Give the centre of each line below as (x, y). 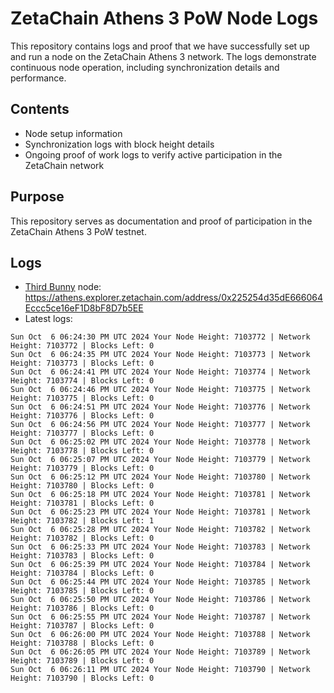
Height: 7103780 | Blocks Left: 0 (82, 486)
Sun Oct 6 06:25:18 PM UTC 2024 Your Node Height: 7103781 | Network (160, 495)
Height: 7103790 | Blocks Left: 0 (82, 678)
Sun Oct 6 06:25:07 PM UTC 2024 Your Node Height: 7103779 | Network (160, 460)
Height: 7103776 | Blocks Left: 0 (82, 416)
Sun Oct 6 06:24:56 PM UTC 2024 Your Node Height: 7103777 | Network (160, 425)
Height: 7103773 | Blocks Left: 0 (82, 363)
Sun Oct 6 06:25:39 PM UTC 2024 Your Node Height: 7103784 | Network (160, 565)
